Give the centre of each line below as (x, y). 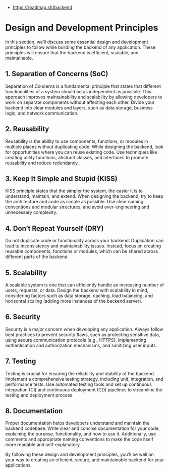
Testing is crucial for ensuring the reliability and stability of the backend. (80, 373)
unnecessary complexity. (31, 212)
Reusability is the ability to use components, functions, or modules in (77, 141)
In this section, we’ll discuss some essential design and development (77, 42)
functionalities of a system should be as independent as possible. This (78, 91)
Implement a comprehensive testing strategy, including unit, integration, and (84, 379)
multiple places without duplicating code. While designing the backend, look (84, 147)
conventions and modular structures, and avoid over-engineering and (77, 207)
